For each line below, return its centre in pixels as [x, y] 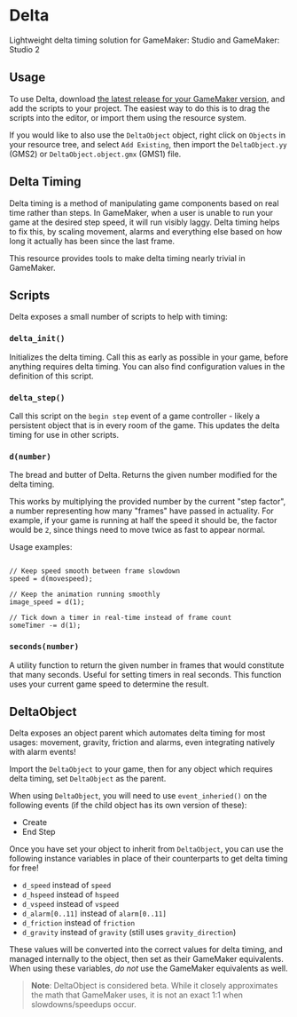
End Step [39, 832]
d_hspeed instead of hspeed [70, 894]
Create [34, 822]
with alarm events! [43, 752]
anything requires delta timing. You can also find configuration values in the [147, 366]
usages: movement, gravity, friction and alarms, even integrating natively [142, 743]
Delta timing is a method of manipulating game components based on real [144, 203]
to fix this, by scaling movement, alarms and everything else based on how [146, 231]
